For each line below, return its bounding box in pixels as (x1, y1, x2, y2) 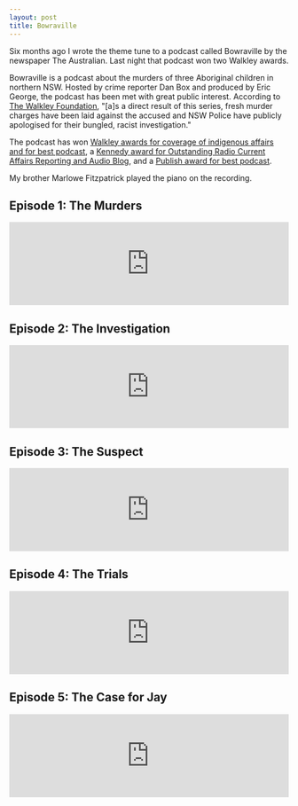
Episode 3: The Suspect (9, 444, 144, 459)
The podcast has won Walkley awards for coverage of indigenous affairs (9, 137, 274, 147)
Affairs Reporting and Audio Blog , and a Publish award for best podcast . (9, 155, 272, 166)
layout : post (9, 12, 58, 22)
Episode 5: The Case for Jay (9, 690, 168, 705)
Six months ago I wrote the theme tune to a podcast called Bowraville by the (9, 45, 287, 56)
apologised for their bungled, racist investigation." (9, 119, 192, 129)
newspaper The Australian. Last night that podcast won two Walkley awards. (9, 55, 289, 66)
